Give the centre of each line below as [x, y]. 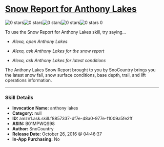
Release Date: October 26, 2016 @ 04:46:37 [57, 134]
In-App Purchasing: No [36, 139]
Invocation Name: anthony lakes [45, 108]
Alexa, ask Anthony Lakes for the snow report [58, 51]
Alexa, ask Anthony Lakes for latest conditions [59, 60]
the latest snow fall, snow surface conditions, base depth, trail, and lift [75, 75]
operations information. [29, 80]
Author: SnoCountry [33, 129]
